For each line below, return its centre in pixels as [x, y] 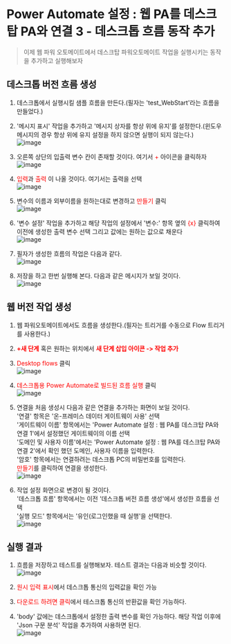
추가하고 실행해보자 [57, 60]
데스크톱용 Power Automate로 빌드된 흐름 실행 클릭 [86, 385]
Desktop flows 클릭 [43, 363]
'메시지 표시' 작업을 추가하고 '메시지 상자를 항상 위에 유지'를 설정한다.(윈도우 [119, 126]
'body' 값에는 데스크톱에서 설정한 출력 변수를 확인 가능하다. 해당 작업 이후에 [119, 616]
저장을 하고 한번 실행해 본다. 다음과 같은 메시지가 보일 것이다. [99, 276]
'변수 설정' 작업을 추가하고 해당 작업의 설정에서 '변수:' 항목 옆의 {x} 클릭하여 [118, 223]
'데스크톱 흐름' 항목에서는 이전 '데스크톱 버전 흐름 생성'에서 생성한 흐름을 [114, 499]
